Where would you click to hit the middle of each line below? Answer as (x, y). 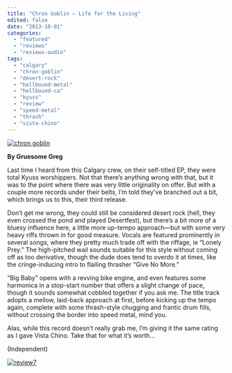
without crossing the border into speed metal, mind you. (87, 314)
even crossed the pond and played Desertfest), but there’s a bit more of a (112, 220)
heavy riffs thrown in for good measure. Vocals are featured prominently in (114, 235)
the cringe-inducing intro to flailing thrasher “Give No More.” (93, 264)
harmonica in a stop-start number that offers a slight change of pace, (106, 285)
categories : (24, 33)
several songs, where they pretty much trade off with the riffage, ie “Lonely (114, 242)
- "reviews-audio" (40, 53)
